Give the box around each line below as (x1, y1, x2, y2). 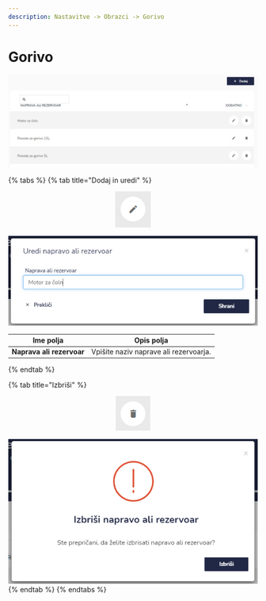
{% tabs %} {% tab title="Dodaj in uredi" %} (8, 175, 152, 185)
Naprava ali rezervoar (11, 347, 85, 357)
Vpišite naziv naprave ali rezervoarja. (90, 347, 211, 357)
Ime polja (32, 335, 64, 345)
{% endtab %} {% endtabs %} (8, 585, 107, 594)
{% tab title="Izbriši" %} (8, 380, 87, 389)
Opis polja (134, 335, 169, 345)
